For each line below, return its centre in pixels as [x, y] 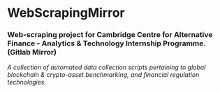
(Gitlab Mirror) [32, 52]
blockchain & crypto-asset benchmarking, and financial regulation [103, 75]
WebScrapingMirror [66, 13]
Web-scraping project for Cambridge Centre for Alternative [110, 35]
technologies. [27, 83]
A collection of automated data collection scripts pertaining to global [107, 67]
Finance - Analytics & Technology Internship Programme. [107, 43]
